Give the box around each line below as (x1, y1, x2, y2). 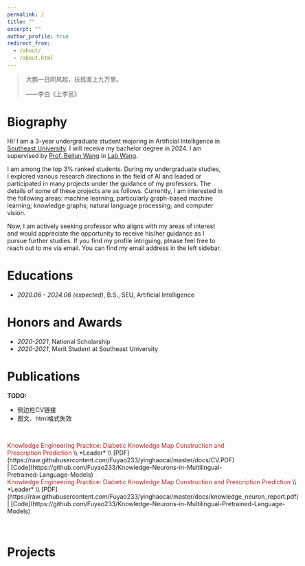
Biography (7, 114, 67, 130)
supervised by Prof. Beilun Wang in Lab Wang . (7, 151, 139, 159)
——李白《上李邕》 (25, 89, 80, 98)
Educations (7, 268, 74, 283)
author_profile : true (7, 33, 69, 40)
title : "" (7, 18, 36, 25)
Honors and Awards (7, 315, 122, 330)
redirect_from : (7, 40, 51, 47)
